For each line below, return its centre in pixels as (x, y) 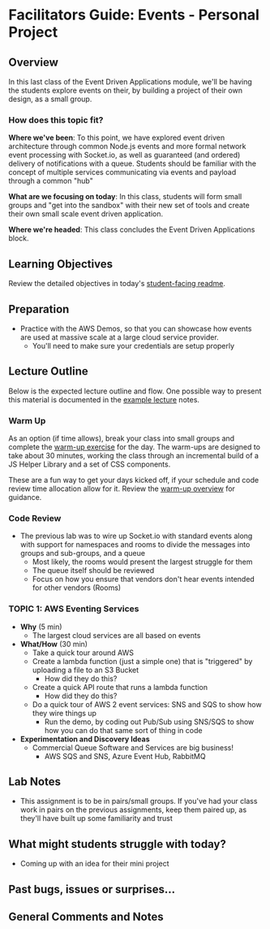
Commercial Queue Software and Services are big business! (133, 747)
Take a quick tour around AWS (83, 653)
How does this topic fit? (56, 119)
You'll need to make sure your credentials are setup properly (133, 345)
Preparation (39, 309)
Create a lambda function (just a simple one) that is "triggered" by (142, 661)
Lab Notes (34, 782)
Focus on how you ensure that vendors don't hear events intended (144, 580)
